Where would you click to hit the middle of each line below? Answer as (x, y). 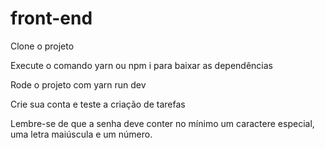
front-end (51, 18)
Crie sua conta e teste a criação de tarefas (98, 104)
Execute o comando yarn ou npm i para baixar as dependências (141, 65)
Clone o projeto (42, 46)
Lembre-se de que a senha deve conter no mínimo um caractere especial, (162, 123)
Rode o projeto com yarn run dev (78, 84)
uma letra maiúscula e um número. (81, 134)
